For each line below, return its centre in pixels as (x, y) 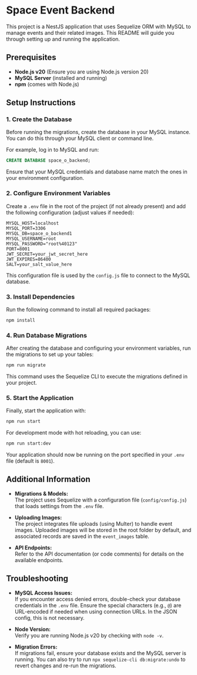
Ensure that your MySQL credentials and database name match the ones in (97, 172)
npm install (21, 320)
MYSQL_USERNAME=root (31, 239)
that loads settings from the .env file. (59, 506)
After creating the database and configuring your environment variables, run (98, 348)
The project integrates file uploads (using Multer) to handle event (93, 523)
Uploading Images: (38, 517)
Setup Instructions (41, 103)
